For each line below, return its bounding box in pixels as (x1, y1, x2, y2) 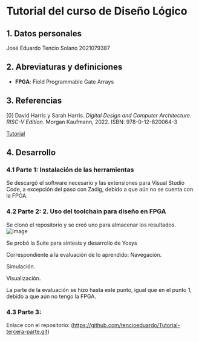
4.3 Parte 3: (6, 308, 42, 316)
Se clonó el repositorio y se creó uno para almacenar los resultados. (6, 221, 177, 228)
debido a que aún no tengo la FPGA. (6, 293, 97, 300)
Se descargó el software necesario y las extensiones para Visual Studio (6, 179, 185, 187)
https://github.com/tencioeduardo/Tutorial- (73, 321, 180, 328)
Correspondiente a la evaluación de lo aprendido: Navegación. (6, 251, 162, 258)
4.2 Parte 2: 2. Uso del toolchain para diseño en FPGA (6, 207, 166, 216)
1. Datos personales (6, 28, 82, 39)
